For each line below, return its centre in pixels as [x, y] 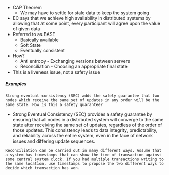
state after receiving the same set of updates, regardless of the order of [87, 125]
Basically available [39, 40]
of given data [26, 29]
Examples [16, 84]
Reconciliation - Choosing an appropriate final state [74, 66]
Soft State [31, 45]
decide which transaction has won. [43, 168]
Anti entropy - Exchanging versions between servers [75, 61]
